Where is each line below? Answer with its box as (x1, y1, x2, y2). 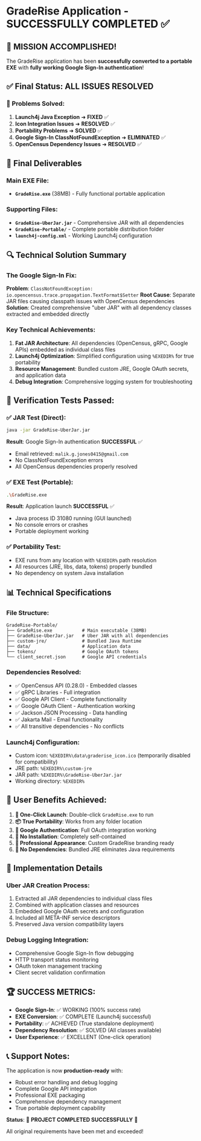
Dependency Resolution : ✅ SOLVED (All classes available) (14, 1026, 162, 1033)
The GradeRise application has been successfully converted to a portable (6, 57, 193, 65)
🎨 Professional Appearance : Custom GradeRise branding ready (14, 839, 174, 846)
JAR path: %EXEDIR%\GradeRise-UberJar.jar (14, 771, 123, 778)
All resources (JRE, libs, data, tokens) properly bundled (14, 563, 153, 570)
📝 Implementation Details (6, 863, 103, 873)
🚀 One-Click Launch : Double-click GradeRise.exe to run (14, 811, 154, 818)
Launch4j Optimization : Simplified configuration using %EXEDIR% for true (14, 352, 194, 359)
